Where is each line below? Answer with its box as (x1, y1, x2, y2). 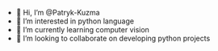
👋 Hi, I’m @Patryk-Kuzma (15, 8, 100, 17)
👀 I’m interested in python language (15, 16, 135, 26)
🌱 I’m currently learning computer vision (15, 25, 149, 34)
